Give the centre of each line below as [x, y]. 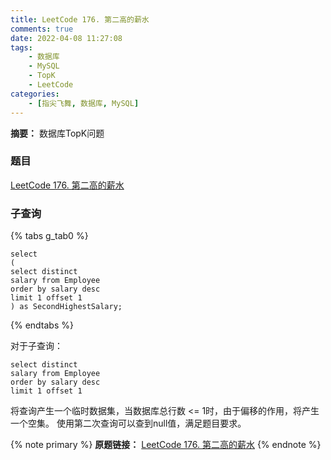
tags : [21, 47]
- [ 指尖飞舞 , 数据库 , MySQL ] [84, 103]
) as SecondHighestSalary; [66, 307]
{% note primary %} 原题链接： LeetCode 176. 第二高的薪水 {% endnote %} [166, 445]
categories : [35, 94]
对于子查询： [36, 346]
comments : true [42, 29]
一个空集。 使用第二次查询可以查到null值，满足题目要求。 [128, 423]
